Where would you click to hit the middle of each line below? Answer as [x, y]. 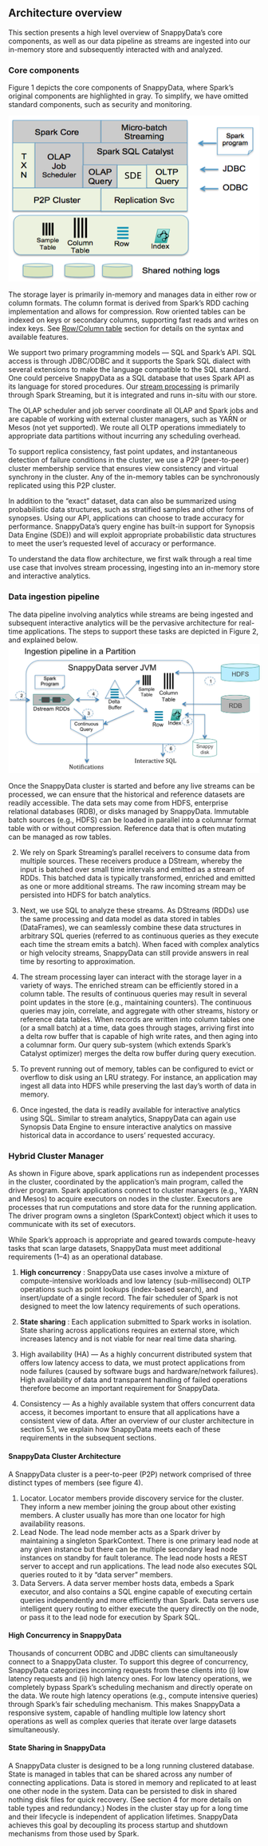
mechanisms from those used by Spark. [74, 1833]
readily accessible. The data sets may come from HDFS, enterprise [118, 803]
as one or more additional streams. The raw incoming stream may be [133, 886]
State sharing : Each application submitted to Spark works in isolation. [136, 1322]
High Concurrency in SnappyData [65, 1636]
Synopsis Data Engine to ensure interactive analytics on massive [126, 1127]
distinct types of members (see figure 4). [76, 1482]
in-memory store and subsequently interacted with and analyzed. [116, 49]
